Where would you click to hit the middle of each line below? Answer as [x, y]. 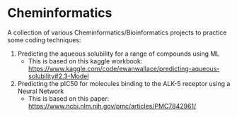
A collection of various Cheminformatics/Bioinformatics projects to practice [117, 32]
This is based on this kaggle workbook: [85, 61]
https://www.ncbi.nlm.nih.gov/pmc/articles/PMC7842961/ [112, 106]
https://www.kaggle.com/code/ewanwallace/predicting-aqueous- [124, 68]
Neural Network [41, 91]
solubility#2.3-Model [58, 76]
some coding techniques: [44, 39]
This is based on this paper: [69, 98]
